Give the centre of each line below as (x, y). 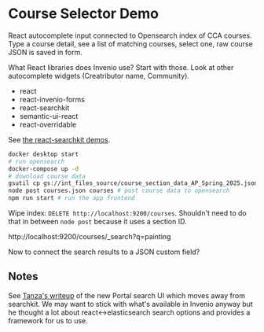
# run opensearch (37, 161)
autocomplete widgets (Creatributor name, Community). (99, 76)
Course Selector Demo (84, 14)
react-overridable (48, 124)
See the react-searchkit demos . (59, 139)
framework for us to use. (48, 320)
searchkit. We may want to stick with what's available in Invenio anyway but (130, 304)
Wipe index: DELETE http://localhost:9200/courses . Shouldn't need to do (127, 213)
